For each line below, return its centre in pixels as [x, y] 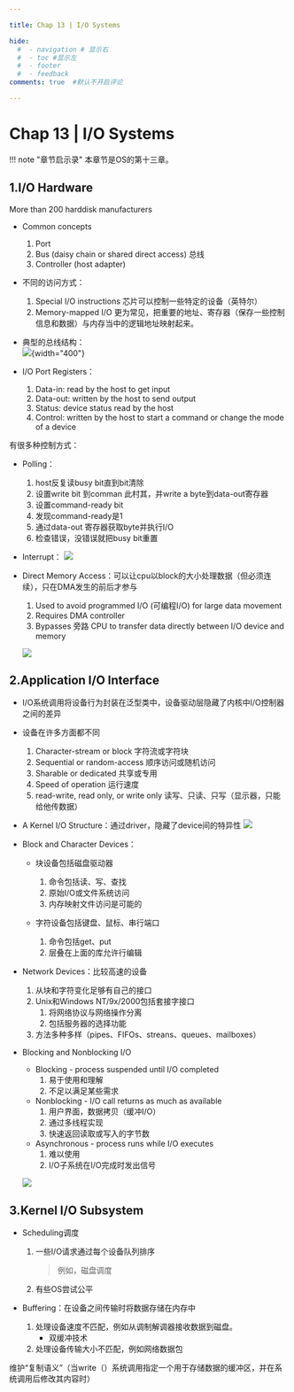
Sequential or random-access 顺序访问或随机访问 [125, 762]
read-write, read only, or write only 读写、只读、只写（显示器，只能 [158, 796]
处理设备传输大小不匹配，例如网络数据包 [109, 1349]
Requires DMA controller [80, 615]
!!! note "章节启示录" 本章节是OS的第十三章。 [91, 159]
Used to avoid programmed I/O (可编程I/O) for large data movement [159, 605]
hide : [19, 41]
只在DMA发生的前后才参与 [89, 586]
